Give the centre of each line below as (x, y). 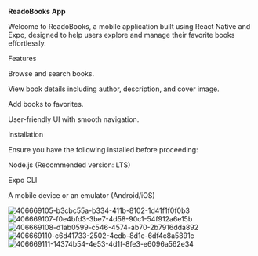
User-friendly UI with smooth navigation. (74, 119)
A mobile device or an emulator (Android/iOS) (82, 195)
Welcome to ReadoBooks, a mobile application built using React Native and (129, 26)
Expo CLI (23, 180)
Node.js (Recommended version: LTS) (69, 165)
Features (22, 59)
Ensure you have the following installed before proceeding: (103, 150)
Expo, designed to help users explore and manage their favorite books (122, 35)
